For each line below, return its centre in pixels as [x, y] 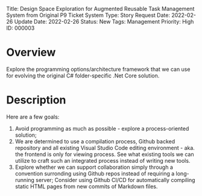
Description [36, 100]
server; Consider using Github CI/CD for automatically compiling [115, 180]
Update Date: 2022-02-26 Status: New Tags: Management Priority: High [104, 21]
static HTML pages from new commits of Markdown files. [86, 186]
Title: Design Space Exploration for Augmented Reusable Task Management [100, 9]
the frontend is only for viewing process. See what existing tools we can [104, 154]
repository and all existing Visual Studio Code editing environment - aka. [105, 148]
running [25, 180]
